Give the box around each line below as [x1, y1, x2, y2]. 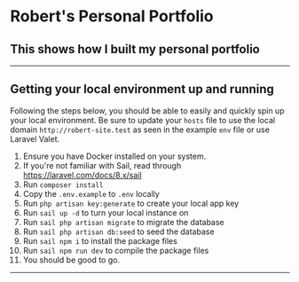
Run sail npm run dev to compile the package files [22, 245, 209, 255]
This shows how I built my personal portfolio [10, 42, 260, 57]
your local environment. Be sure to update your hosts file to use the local [10, 114, 276, 125]
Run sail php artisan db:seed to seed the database [22, 226, 216, 237]
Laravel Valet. [10, 133, 60, 144]
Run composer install [22, 179, 104, 190]
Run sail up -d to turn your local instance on [22, 207, 189, 218]
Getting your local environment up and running [10, 82, 274, 97]
